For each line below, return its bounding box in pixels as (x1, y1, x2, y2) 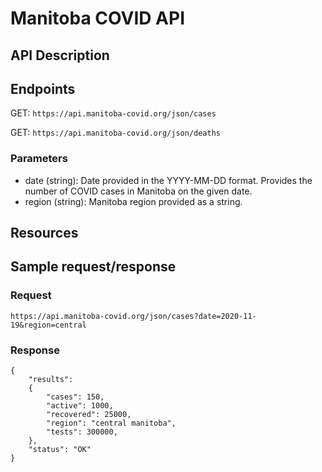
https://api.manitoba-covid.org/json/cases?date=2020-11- (10, 311, 257, 321)
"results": (28, 375, 74, 385)
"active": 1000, (46, 401, 114, 411)
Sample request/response (10, 258, 177, 276)
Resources (10, 225, 79, 242)
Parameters (10, 152, 68, 166)
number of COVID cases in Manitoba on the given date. (24, 185, 253, 197)
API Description (10, 47, 110, 64)
